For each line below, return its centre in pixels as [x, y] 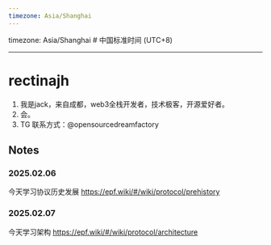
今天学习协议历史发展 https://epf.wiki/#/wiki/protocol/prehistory [114, 192]
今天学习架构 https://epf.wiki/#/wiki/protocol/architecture [103, 232]
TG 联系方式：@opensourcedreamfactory [90, 124]
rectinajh [39, 80]
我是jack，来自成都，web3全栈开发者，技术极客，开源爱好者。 [125, 104]
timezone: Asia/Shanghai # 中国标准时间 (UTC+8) [91, 40]
